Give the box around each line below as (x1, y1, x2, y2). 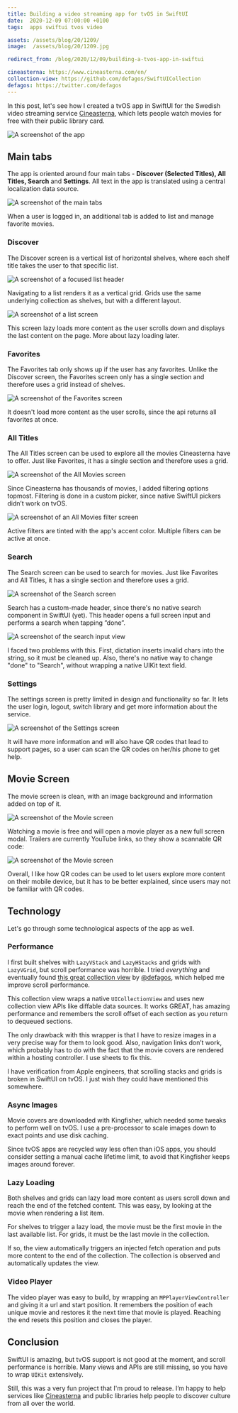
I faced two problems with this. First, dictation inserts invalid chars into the (7, 645, 225, 654)
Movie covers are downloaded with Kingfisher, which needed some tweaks (7, 1116, 227, 1125)
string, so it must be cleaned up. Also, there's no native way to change (7, 653, 213, 662)
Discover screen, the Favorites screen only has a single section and (7, 373, 205, 381)
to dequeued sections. (7, 1017, 73, 1025)
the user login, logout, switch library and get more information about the (7, 702, 217, 711)
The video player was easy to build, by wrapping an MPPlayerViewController (7, 1293, 229, 1302)
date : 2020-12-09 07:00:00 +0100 (7, 17, 110, 24)
